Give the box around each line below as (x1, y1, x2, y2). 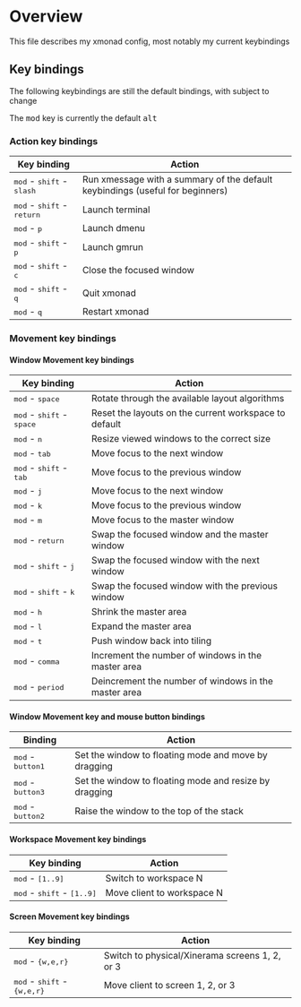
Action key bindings (9, 134, 99, 147)
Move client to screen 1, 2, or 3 (103, 979, 236, 992)
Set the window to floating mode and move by (74, 749, 269, 762)
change (9, 95, 38, 106)
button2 (13, 812, 45, 822)
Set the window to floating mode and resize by (74, 775, 271, 788)
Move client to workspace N (105, 886, 224, 899)
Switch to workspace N (105, 872, 203, 884)
